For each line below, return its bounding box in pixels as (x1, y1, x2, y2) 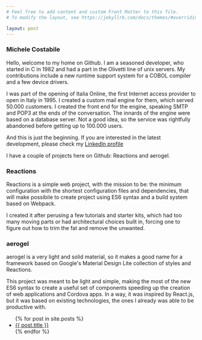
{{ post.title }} (14, 321, 49, 329)
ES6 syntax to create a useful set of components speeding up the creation (6, 284, 191, 292)
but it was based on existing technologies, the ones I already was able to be (6, 297, 194, 304)
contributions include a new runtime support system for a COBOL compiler (6, 72, 191, 79)
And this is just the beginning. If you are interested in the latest (6, 133, 161, 141)
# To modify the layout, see (6, 14, 79, 21)
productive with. (6, 303, 47, 311)
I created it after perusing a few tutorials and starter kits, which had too (6, 211, 182, 219)
